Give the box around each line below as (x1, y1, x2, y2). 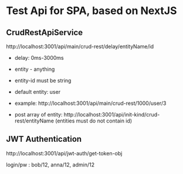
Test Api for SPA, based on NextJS (6, 4, 177, 18)
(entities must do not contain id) (55, 117, 133, 124)
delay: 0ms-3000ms (14, 54, 64, 61)
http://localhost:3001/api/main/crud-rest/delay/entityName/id (6, 43, 154, 50)
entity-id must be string (14, 77, 72, 84)
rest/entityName (14, 117, 55, 124)
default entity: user (14, 88, 60, 95)
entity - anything (14, 66, 55, 73)
